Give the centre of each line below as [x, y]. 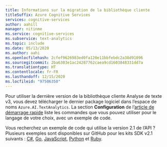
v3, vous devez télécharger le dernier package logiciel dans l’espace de [81, 101]
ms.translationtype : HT [31, 67]
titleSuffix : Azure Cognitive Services [48, 15]
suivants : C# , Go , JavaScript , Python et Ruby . [54, 138]
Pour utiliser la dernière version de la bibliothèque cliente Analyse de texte [84, 96]
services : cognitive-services [38, 19]
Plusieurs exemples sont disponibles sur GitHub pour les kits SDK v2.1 [79, 133]
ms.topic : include [25, 44]
